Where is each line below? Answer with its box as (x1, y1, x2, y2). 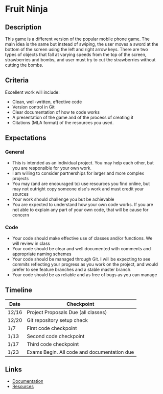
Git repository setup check (26, 316, 88, 323)
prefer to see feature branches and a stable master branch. (12, 266, 132, 272)
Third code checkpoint (26, 341, 79, 347)
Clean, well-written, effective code (12, 99, 82, 105)
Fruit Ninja (5, 3, 48, 15)
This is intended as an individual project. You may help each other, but (12, 159, 154, 165)
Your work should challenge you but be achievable (12, 196, 115, 202)
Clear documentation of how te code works (12, 109, 100, 115)
